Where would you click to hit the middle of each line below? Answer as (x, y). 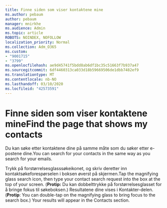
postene (14, 154)
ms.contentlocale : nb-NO (31, 79)
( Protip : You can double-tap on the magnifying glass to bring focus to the (80, 195)
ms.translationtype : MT (30, 75)
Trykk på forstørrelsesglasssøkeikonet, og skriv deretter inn (66, 169)
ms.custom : (16, 51)
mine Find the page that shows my (77, 124)
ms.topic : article (24, 33)
